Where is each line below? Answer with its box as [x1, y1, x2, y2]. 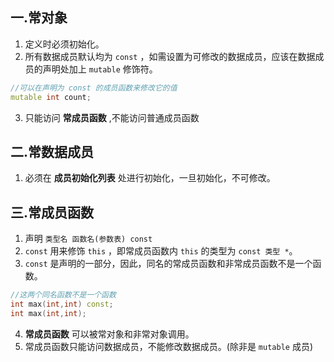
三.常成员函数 [10, 204, 95, 221]
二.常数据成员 [10, 143, 95, 160]
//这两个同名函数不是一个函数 [10, 290, 117, 300]
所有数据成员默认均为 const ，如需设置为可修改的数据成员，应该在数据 [24, 50, 316, 62]
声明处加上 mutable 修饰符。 [42, 63, 158, 75]
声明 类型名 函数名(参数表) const [24, 233, 153, 245]
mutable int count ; [10, 92, 92, 102]
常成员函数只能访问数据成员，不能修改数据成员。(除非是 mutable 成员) [24, 340, 314, 352]
